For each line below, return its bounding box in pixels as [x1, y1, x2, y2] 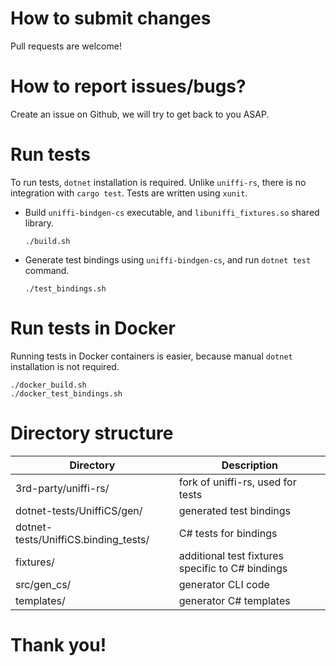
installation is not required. [10, 360, 120, 372]
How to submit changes [10, 7, 212, 30]
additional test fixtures [178, 548, 284, 562]
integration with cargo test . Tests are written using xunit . [10, 187, 248, 199]
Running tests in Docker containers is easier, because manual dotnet [10, 350, 293, 362]
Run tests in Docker [10, 317, 176, 339]
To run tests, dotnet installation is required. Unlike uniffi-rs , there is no [10, 176, 307, 188]
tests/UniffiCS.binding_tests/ [15, 532, 150, 546]
